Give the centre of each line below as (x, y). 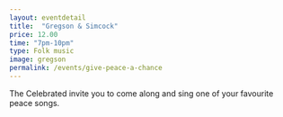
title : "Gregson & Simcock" (64, 26)
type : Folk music (42, 51)
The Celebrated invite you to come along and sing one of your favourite (141, 93)
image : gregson (38, 59)
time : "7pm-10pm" (42, 43)
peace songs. (35, 103)
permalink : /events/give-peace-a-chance (86, 68)
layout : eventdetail (48, 18)
